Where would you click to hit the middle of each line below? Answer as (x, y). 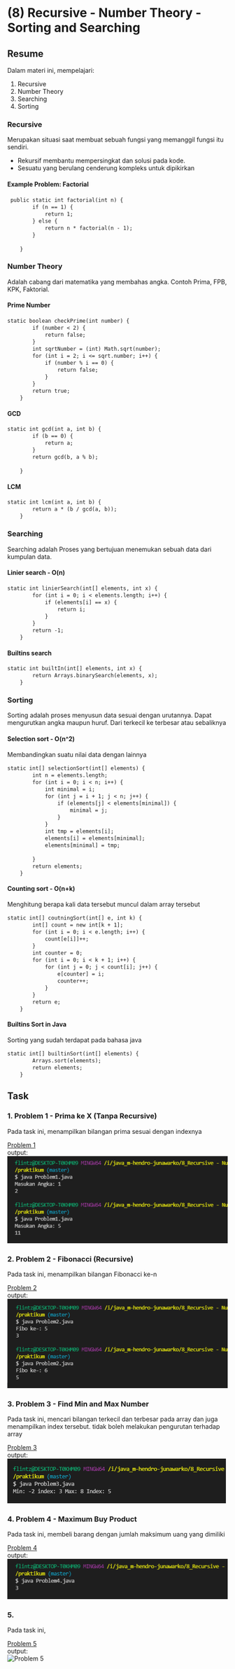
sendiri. (18, 147)
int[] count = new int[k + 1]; (78, 925)
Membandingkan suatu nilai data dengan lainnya (77, 754)
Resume (26, 54)
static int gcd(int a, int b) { (54, 429)
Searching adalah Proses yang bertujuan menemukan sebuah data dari (109, 549)
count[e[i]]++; (67, 939)
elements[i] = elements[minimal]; (95, 838)
